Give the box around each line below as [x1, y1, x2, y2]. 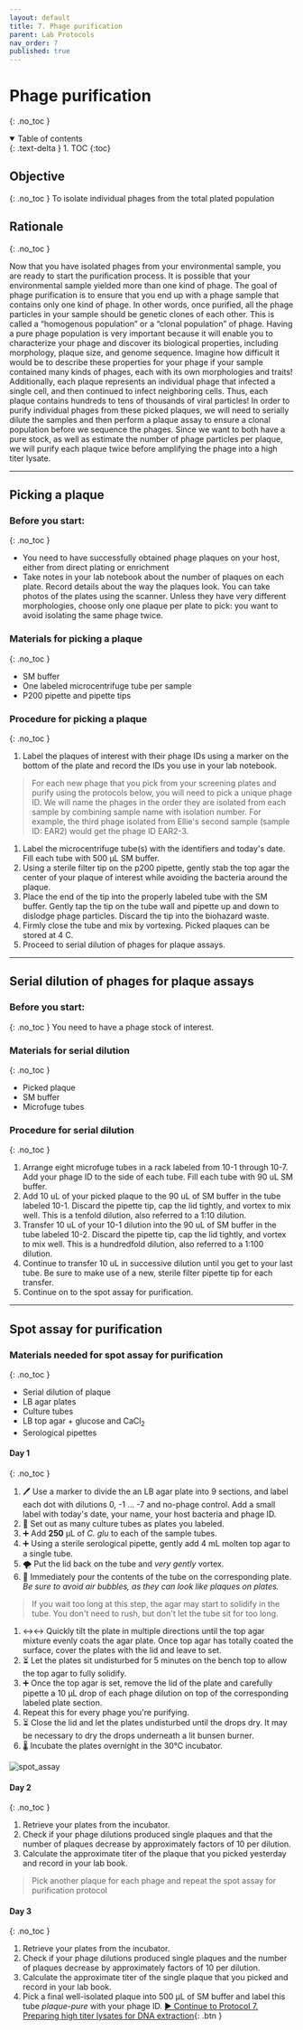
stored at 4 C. [22, 929, 74, 940]
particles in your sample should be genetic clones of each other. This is [9, 308, 275, 319]
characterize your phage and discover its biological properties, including [9, 337, 279, 348]
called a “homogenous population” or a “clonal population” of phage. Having [9, 318, 293, 329]
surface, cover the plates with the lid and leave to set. [22, 1644, 223, 1655]
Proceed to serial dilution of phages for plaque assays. [22, 939, 225, 950]
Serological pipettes [22, 1427, 97, 1438]
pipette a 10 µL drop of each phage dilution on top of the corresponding [22, 1687, 289, 1698]
